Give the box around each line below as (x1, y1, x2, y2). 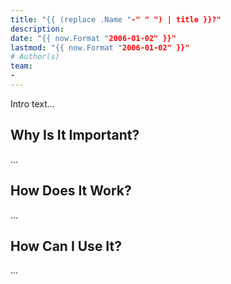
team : (10, 61, 33, 71)
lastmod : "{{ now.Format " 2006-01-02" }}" (10, 42, 190, 53)
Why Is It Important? (10, 127, 140, 144)
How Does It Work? (10, 182, 132, 200)
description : (10, 24, 65, 34)
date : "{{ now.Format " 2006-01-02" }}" (10, 33, 177, 43)
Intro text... (10, 97, 55, 110)
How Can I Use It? (10, 237, 123, 255)
